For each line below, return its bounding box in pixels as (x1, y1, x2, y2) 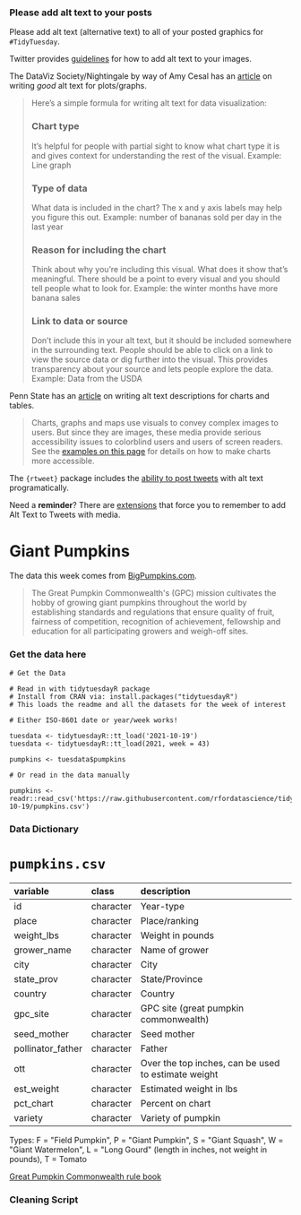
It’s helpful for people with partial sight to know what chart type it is (30, 141, 280, 151)
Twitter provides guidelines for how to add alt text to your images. (9, 54, 253, 65)
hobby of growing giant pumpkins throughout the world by (30, 598, 247, 608)
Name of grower (140, 944, 209, 956)
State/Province (140, 972, 203, 985)
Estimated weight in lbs (140, 1082, 238, 1095)
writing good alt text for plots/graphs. (9, 81, 148, 91)
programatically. (9, 482, 69, 494)
